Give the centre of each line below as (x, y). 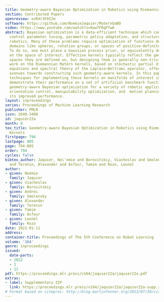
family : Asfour (25, 214)
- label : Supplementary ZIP (34, 283)
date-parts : (22, 256)
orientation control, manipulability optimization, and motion (76, 92)
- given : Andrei (21, 191)
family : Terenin (26, 205)
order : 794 (16, 151)
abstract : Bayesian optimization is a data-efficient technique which (78, 32)
